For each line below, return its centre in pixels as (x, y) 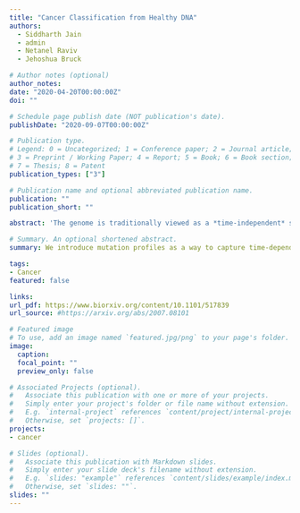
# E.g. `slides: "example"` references (87, 479)
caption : (33, 355)
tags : (19, 264)
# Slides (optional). (50, 453)
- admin (32, 43)
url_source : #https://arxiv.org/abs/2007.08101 (100, 313)
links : (21, 296)
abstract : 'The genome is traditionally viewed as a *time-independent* (147, 223)
